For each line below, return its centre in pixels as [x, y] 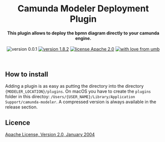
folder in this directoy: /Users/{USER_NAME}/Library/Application [70, 97]
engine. [83, 38]
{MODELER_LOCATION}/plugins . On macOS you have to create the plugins [78, 91]
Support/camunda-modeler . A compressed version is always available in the [81, 102]
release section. [22, 107]
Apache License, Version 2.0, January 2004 [50, 135]
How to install [27, 74]
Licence [18, 123]
